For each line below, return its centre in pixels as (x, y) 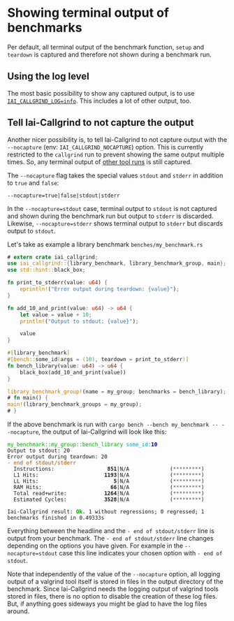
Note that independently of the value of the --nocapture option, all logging (114, 574)
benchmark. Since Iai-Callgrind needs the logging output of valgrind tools (113, 589)
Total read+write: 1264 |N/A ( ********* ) (109, 494)
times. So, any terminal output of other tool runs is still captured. (100, 161)
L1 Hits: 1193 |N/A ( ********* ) (109, 475)
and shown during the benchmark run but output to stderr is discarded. (110, 216)
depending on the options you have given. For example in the (95, 546)
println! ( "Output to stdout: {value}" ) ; (79, 321)
